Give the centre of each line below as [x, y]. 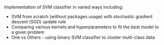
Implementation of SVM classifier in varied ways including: [64, 7]
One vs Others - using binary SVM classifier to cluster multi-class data [83, 37]
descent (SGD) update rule [39, 22]
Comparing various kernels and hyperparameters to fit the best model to [85, 27]
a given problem [28, 32]
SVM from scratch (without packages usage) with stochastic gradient [82, 16]
